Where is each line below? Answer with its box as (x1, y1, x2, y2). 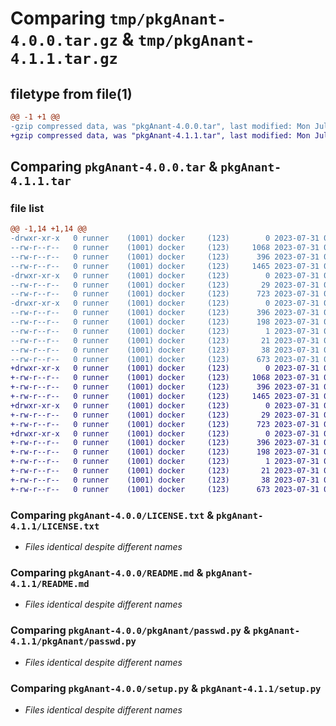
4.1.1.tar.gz (10, 50, 118, 69)
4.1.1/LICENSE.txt (10, 520, 100, 532)
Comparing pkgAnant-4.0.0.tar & (10, 158, 218, 176)
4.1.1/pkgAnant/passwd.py (10, 636, 137, 647)
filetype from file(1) (10, 85, 133, 102)
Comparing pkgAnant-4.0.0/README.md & (10, 565, 204, 579)
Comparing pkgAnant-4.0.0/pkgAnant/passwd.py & (10, 623, 251, 637)
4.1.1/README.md (10, 578, 90, 589)
